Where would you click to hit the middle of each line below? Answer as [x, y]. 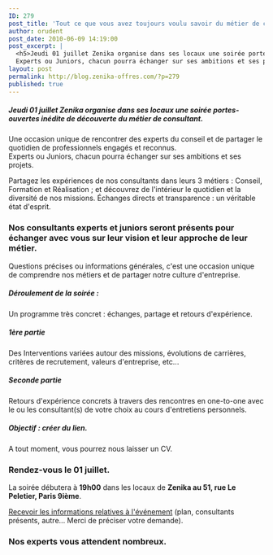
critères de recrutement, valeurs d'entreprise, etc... [94, 361]
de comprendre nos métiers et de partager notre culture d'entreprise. [125, 274]
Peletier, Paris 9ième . [45, 496]
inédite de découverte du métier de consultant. [122, 119]
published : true [36, 84]
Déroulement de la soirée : [54, 293]
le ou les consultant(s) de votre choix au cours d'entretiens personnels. [128, 409]
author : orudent [36, 31]
